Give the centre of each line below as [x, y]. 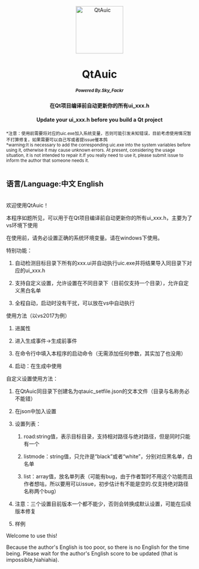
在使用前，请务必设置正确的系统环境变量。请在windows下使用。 [84, 238]
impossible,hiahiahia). [33, 560]
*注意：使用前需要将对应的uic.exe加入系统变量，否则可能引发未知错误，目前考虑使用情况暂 [99, 134]
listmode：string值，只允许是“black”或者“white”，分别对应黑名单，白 [108, 456]
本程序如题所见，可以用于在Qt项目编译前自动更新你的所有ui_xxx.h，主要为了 [99, 218]
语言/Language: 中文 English [55, 184]
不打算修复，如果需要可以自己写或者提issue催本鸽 [57, 140]
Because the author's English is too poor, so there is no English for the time [98, 547]
